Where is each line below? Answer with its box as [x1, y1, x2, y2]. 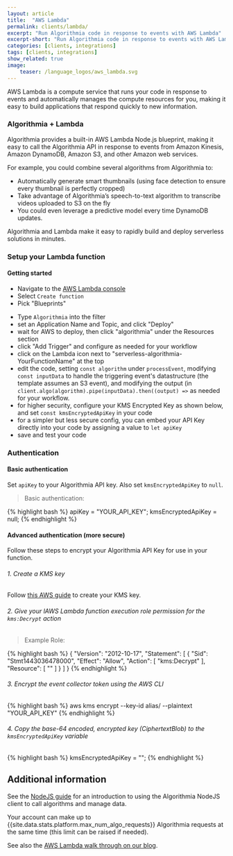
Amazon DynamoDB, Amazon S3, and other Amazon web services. [7, 150, 199, 158]
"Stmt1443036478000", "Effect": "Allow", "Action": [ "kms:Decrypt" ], [7, 657, 206, 665]
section [17, 335, 39, 343]
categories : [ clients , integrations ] [7, 42, 116, 49]
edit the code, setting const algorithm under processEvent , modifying [17, 364, 216, 372]
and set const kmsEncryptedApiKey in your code [17, 408, 153, 417]
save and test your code [17, 430, 87, 439]
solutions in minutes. [7, 234, 67, 243]
